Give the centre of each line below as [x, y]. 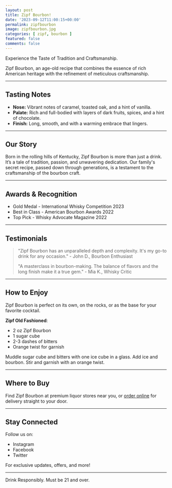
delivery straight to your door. [37, 401]
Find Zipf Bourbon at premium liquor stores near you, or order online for [81, 395]
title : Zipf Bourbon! [28, 15]
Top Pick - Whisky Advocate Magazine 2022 [60, 218]
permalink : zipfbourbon [31, 24]
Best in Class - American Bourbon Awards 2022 [63, 212]
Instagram [23, 444]
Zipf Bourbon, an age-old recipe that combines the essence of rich [76, 68]
